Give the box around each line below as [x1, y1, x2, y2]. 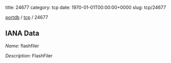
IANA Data [5, 29, 39, 38]
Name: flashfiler [5, 43, 39, 49]
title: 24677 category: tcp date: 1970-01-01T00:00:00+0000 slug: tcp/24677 [5, 5, 166, 10]
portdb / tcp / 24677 [5, 14, 49, 20]
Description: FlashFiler [5, 52, 53, 58]
